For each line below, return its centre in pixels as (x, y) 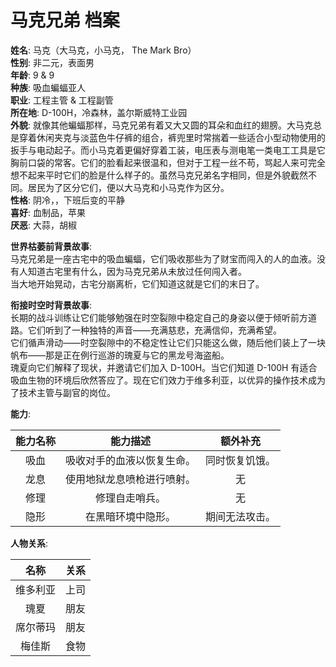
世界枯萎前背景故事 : (51, 246)
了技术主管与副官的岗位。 (63, 392)
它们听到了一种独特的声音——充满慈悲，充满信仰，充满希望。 (154, 330)
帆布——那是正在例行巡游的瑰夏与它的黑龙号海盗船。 (120, 355)
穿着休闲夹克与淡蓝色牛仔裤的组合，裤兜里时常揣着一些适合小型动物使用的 (172, 137)
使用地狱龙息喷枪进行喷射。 (131, 479)
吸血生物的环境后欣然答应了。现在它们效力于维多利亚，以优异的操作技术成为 (168, 380)
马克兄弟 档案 (65, 20)
